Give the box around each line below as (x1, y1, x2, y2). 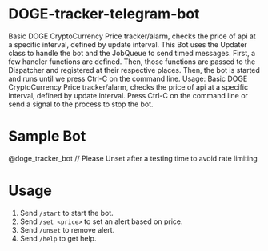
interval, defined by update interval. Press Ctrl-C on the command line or (8, 90, 248, 100)
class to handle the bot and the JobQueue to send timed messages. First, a (8, 48, 256, 58)
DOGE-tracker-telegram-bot (8, 5, 200, 23)
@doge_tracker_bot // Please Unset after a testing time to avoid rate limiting (8, 153, 258, 163)
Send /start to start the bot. (19, 208, 114, 217)
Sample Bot (8, 127, 86, 145)
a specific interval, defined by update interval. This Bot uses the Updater (8, 39, 248, 49)
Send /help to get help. (19, 233, 97, 243)
